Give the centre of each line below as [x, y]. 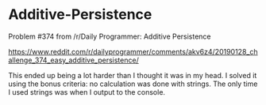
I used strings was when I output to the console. [87, 92]
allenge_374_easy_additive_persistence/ [73, 60]
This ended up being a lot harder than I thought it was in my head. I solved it [133, 75]
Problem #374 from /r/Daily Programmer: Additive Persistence [110, 36]
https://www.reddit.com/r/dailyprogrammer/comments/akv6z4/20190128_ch [133, 51]
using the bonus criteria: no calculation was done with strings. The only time [133, 84]
